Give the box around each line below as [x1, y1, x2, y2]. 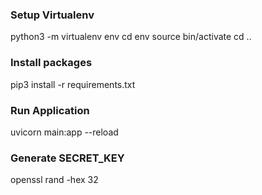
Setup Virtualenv [10, 8, 95, 22]
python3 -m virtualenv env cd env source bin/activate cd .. [10, 31, 252, 43]
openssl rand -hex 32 [10, 174, 99, 186]
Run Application [10, 103, 90, 117]
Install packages [10, 56, 93, 70]
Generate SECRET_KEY [10, 151, 125, 165]
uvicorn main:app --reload [10, 126, 119, 138]
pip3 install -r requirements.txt [10, 78, 136, 90]
